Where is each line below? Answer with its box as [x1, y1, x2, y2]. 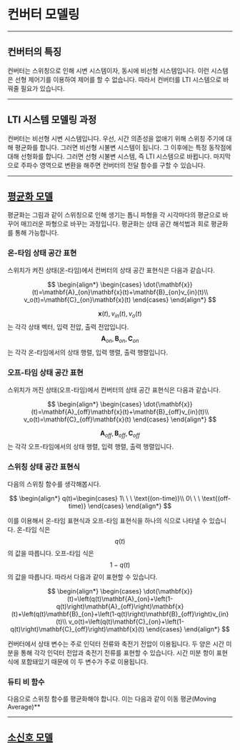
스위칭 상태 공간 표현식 [7, 462, 81, 472]
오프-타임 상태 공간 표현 [7, 368, 84, 378]
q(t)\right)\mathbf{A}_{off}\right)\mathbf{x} [56, 601, 184, 611]
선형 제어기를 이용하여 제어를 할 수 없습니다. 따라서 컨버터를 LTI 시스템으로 [14, 75, 221, 84]
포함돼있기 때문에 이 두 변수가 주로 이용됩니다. [20, 657, 149, 666]
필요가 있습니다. [20, 84, 65, 93]
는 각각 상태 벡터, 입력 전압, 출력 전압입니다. [7, 323, 129, 331]
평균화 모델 [7, 190, 54, 202]
